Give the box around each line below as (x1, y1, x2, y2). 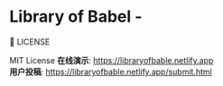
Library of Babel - (9, 6, 143, 27)
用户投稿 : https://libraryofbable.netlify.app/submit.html (9, 66, 212, 77)
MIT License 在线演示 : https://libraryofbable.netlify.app (9, 54, 214, 65)
